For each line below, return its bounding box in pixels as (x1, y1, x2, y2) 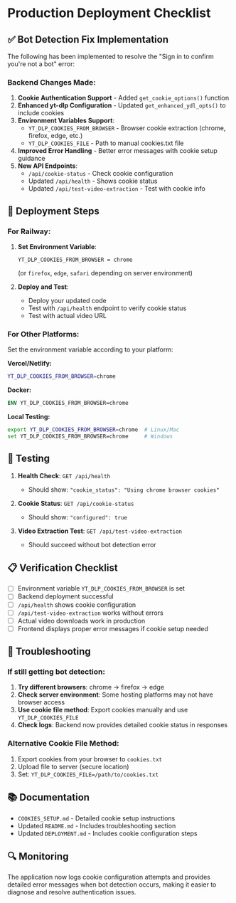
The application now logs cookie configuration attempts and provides (7, 873, 211, 882)
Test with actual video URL (28, 311, 107, 320)
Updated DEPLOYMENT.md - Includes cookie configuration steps (17, 829, 198, 838)
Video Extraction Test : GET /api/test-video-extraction (17, 527, 183, 535)
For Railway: (7, 226, 51, 236)
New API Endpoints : (17, 162, 78, 170)
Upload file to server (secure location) (17, 762, 129, 771)
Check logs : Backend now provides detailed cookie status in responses (17, 721, 228, 729)
